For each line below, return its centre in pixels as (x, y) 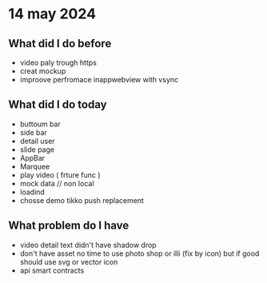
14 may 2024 (52, 14)
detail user (37, 141)
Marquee (35, 166)
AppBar (32, 157)
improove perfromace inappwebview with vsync (99, 80)
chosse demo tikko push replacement (82, 200)
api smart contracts (52, 270)
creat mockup (43, 71)
